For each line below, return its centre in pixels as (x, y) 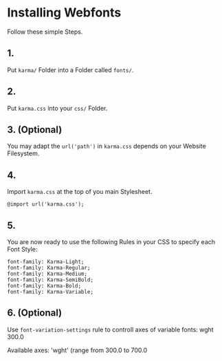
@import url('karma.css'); (46, 204)
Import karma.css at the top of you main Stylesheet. (80, 192)
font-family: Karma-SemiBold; (51, 280)
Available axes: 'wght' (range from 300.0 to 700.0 (77, 350)
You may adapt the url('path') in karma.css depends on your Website (107, 146)
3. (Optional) (35, 130)
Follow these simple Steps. (45, 32)
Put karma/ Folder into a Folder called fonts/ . (70, 69)
